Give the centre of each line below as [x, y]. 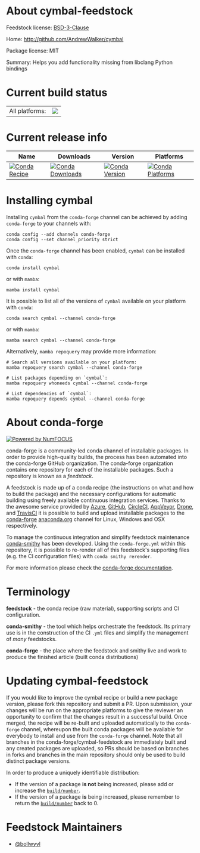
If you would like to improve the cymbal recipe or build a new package [92, 697]
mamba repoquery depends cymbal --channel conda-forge [76, 399]
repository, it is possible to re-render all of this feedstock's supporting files [98, 550]
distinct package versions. [38, 761]
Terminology [38, 592]
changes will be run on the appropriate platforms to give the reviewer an [95, 710]
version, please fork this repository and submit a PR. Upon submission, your [99, 704]
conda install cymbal [33, 268]
